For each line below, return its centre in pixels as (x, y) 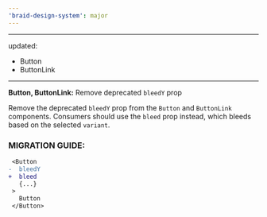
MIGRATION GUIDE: (47, 145)
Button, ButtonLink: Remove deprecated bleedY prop (95, 92)
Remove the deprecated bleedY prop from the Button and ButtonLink (120, 107)
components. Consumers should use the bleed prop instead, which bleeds (130, 116)
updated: (23, 45)
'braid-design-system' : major (58, 15)
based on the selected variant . (59, 125)
